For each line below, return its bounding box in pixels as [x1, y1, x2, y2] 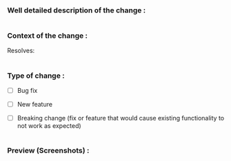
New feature [17, 100, 53, 109]
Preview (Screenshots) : [7, 146, 90, 155]
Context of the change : [7, 31, 88, 41]
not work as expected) [17, 122, 81, 130]
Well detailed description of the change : [7, 6, 146, 15]
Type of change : [7, 71, 66, 80]
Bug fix [17, 87, 38, 95]
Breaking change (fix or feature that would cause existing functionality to [17, 114, 225, 122]
